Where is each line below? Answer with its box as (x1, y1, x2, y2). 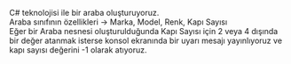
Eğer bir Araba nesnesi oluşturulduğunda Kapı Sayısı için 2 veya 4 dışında (9, 26, 279, 36)
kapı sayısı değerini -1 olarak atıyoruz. (9, 45, 147, 55)
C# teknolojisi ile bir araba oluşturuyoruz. (9, 8, 160, 18)
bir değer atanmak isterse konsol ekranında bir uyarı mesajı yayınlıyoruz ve (9, 35, 282, 46)
